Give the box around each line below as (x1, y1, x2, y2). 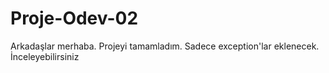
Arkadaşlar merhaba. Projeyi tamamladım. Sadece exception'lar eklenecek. (10, 40, 320, 52)
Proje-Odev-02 (10, 7, 139, 30)
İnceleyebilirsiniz (10, 50, 80, 62)
